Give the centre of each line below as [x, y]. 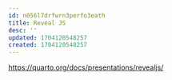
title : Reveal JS [37, 23]
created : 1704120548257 [48, 45]
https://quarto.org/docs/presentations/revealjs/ [86, 67]
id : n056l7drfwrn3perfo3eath [57, 15]
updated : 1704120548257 [48, 38]
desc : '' [23, 30]
